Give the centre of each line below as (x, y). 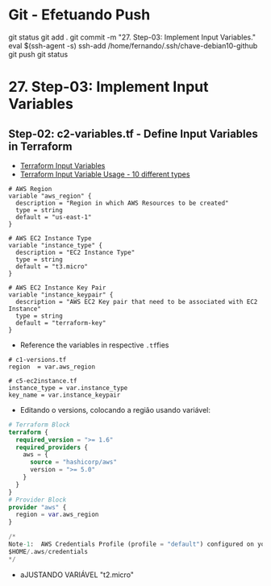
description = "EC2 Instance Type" (75, 252)
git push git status (38, 54)
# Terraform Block (39, 425)
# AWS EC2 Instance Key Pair (57, 288)
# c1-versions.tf (38, 359)
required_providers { (52, 447)
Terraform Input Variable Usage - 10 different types (105, 174)
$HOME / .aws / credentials (48, 551)
